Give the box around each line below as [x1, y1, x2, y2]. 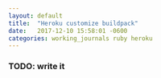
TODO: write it [8, 61, 65, 72]
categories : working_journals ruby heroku [8, 34, 153, 43]
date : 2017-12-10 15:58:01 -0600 [8, 27, 128, 35]
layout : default [8, 11, 63, 20]
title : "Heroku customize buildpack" [8, 19, 138, 27]
